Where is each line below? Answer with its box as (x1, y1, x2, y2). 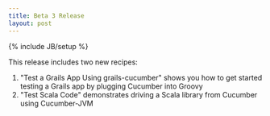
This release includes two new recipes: (8, 57, 139, 67)
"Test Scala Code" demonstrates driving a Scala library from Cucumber (19, 89, 258, 99)
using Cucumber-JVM (19, 98, 94, 108)
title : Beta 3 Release (8, 11, 85, 20)
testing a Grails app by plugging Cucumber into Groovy (19, 81, 203, 91)
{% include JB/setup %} (8, 41, 89, 51)
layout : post (8, 19, 52, 27)
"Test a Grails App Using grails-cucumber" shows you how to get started (19, 72, 263, 82)
